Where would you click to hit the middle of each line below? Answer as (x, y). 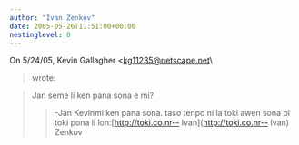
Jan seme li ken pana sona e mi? (93, 95)
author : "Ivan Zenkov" (52, 18)
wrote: (44, 78)
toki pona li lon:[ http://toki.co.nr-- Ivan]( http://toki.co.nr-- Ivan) (171, 122)
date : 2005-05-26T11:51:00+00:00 (73, 26)
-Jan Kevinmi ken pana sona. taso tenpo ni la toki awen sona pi (172, 113)
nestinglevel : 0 (40, 34)
